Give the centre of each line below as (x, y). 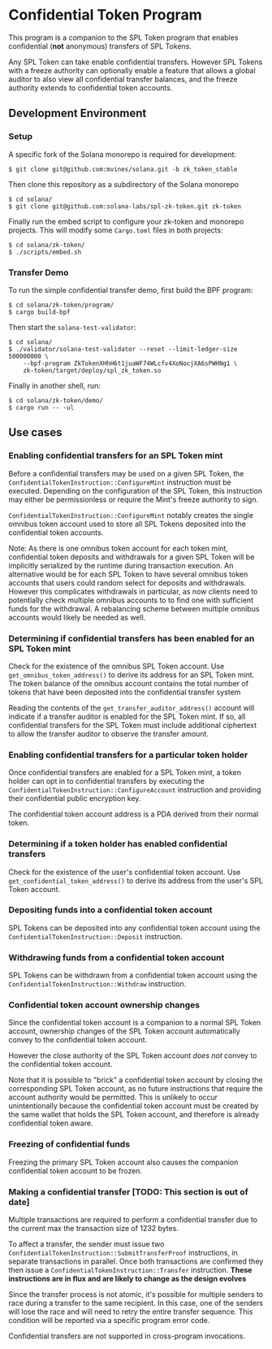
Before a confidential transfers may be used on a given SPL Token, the (126, 473)
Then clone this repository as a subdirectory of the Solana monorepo (124, 184)
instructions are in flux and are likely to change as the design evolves (127, 1278)
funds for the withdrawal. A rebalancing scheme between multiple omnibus (134, 608)
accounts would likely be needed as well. (77, 617)
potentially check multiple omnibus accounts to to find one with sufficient (131, 600)
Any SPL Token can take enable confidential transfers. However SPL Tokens (136, 62)
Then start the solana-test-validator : (72, 327)
